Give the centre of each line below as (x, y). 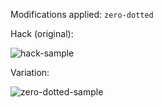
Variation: (30, 72)
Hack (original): (42, 33)
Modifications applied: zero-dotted (82, 14)
